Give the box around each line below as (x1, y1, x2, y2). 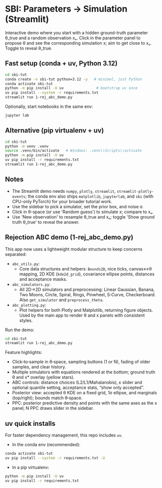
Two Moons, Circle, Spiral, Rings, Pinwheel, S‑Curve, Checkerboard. (19, 291, 156, 297)
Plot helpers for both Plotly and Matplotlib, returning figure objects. (19, 307, 153, 313)
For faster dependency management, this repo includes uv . (5, 432, 123, 438)
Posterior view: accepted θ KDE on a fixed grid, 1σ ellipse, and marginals (12, 390, 157, 396)
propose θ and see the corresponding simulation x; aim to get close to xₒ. (5, 40, 152, 46)
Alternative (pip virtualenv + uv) (5, 126, 104, 135)
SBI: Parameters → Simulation (5, 3, 128, 15)
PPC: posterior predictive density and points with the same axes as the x (12, 400, 157, 406)
